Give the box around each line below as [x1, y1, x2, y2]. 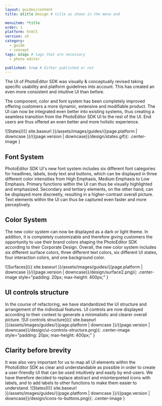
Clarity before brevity [5, 346, 72, 355]
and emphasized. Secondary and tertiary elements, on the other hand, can [5, 186, 153, 192]
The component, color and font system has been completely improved [5, 98, 145, 104]
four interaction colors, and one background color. [5, 254, 105, 260]
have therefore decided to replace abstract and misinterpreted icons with [5, 374, 151, 380]
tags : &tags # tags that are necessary [5, 52, 86, 57]
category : [5, 38, 25, 44]
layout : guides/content [5, 7, 53, 12]
